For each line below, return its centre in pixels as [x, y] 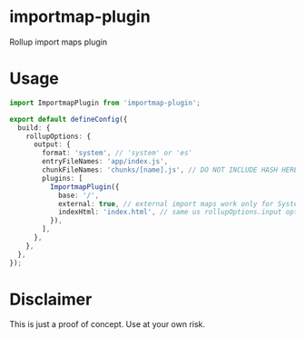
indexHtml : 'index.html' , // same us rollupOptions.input [170, 212]
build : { [34, 128]
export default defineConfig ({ [69, 119]
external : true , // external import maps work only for [166, 204]
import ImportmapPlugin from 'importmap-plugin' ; [105, 103]
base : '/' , [79, 195]
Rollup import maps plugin [58, 42]
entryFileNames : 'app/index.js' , [105, 162]
